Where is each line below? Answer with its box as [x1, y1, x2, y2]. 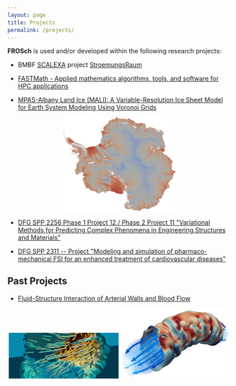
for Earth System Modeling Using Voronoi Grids [17, 103, 157, 112]
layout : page [7, 11, 46, 18]
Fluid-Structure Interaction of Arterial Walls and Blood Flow [17, 294, 191, 302]
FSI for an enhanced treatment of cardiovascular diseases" [53, 254, 226, 263]
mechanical [17, 254, 52, 263]
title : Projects [7, 18, 55, 26]
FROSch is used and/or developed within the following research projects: [7, 47, 222, 55]
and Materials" [17, 233, 61, 242]
